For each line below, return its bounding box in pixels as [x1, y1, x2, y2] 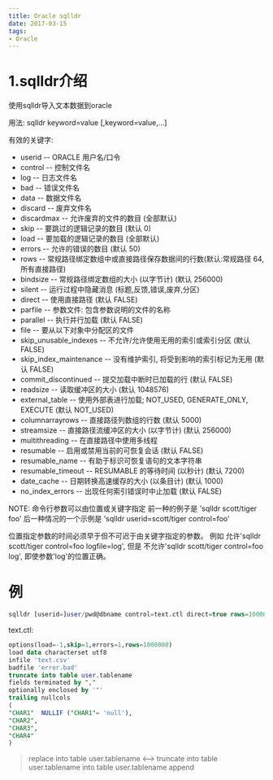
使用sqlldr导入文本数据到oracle [8, 101, 112, 111]
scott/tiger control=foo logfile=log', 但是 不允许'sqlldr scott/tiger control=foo [8, 542, 264, 551]
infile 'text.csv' [8, 656, 71, 664]
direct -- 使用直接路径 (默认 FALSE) [19, 294, 138, 305]
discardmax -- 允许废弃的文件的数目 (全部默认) [19, 213, 177, 224]
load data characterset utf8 [8, 648, 107, 656]
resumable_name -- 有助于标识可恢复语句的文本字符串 [19, 456, 203, 466]
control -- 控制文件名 [19, 163, 91, 172]
